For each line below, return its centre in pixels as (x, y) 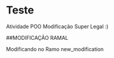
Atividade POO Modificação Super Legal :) (57, 26)
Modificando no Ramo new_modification (55, 49)
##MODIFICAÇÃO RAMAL (37, 37)
